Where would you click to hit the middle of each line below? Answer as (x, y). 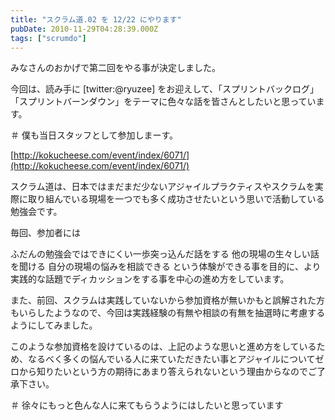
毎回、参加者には (45, 233)
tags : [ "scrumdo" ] (48, 38)
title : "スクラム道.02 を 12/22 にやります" (96, 19)
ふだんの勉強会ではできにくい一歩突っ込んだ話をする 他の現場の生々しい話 (165, 254)
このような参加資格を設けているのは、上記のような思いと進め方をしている (163, 347)
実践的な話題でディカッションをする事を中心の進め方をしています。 (150, 279)
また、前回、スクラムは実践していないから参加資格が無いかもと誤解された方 (167, 300)
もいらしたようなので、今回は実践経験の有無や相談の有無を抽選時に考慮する (168, 313)
